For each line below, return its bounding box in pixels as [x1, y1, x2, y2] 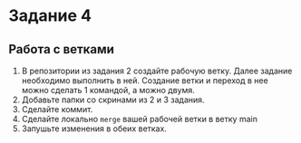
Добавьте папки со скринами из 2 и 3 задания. [21, 94, 205, 105]
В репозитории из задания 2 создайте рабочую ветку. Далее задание [21, 65, 293, 76]
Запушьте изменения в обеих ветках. [21, 123, 167, 134]
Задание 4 [8, 5, 92, 26]
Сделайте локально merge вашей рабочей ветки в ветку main [21, 114, 257, 124]
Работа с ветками [8, 42, 115, 57]
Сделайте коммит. [21, 104, 93, 114]
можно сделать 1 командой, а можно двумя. [21, 85, 196, 95]
